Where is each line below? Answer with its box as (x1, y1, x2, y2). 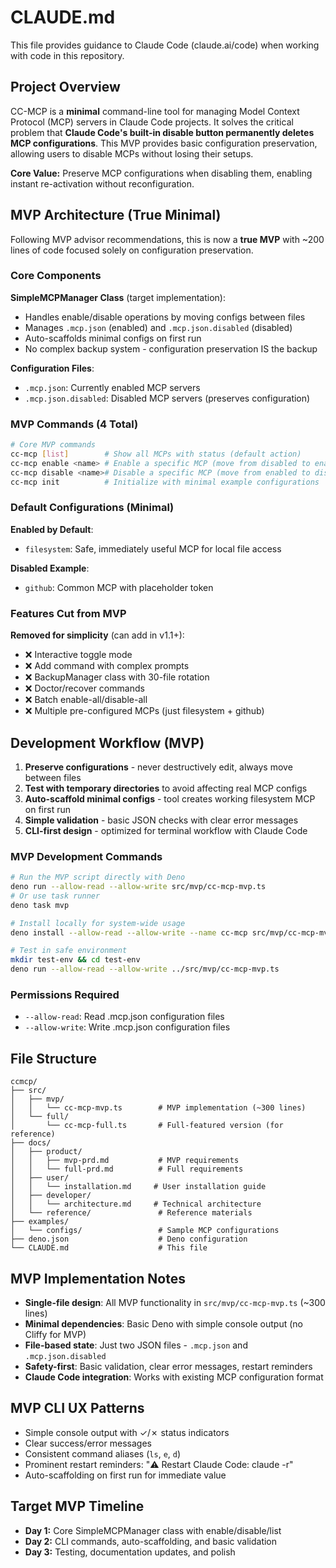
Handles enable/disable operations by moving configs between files (24, 311, 306, 323)
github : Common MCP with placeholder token (24, 581, 214, 593)
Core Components (10, 269, 102, 283)
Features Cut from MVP (10, 606, 127, 620)
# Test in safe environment (10, 946, 128, 956)
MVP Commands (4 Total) (10, 417, 139, 431)
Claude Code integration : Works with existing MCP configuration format (24, 1371, 324, 1383)
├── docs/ (10, 1138, 52, 1148)
